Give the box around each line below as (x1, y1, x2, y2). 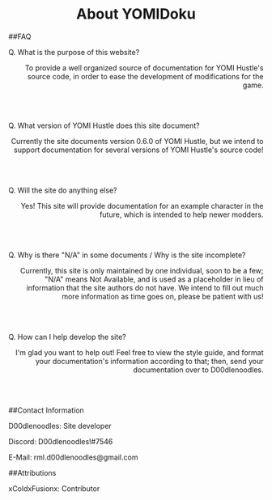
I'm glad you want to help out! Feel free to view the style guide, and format (15, 347, 264, 357)
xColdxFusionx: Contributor (8, 483, 100, 494)
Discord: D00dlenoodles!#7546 (8, 436, 113, 446)
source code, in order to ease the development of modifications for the (27, 71, 264, 81)
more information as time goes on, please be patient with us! (62, 291, 264, 301)
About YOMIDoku (76, 5, 196, 23)
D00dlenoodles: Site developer (8, 421, 112, 430)
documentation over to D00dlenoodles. (133, 365, 264, 375)
